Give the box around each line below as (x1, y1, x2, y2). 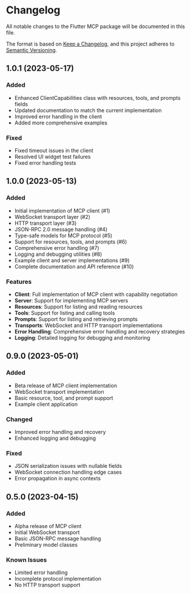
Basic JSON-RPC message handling (14, 535, 101, 542)
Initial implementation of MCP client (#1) (14, 207, 111, 214)
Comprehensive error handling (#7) (14, 244, 100, 251)
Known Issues (6, 555, 47, 564)
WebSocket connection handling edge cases (14, 468, 122, 476)
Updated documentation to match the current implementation (14, 106, 162, 114)
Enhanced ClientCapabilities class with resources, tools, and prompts (14, 94, 181, 101)
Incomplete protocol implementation (14, 575, 102, 582)
